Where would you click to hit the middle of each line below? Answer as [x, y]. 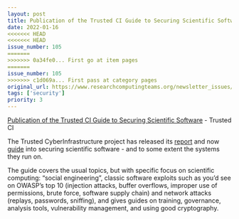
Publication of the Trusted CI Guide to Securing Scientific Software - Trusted [119, 120]
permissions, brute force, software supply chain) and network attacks [110, 193]
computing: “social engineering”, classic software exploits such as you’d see [119, 178]
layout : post [27, 14]
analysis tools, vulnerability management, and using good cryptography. [113, 208]
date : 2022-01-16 [33, 27]
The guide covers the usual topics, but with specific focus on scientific [111, 170]
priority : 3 [25, 100]
